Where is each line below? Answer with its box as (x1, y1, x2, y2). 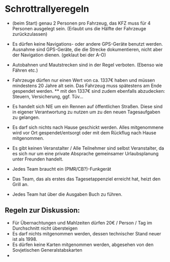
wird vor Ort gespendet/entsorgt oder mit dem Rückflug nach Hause (12, 129, 157, 136)
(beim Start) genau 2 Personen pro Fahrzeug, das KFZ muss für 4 (12, 20, 151, 26)
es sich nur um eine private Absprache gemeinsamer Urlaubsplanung (12, 150, 159, 156)
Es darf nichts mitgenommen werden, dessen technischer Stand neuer (12, 230, 161, 236)
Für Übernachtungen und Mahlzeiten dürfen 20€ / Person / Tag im (12, 219, 152, 226)
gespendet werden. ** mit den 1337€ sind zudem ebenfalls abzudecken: (12, 88, 165, 94)
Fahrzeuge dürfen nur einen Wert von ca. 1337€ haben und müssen (12, 77, 155, 83)
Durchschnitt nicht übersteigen (12, 225, 78, 231)
